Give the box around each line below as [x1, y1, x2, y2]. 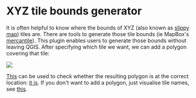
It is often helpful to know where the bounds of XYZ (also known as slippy [6, 24, 190, 31]
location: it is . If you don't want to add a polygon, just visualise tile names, [6, 79, 190, 86]
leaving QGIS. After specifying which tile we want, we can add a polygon [6, 43, 187, 51]
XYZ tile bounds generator [6, 4, 142, 18]
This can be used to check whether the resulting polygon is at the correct [6, 72, 189, 79]
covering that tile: [6, 49, 50, 57]
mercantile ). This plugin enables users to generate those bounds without [6, 37, 187, 44]
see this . [6, 85, 28, 93]
